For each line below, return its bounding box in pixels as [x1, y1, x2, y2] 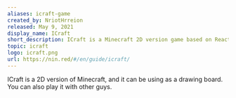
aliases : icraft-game [7, 10, 71, 17]
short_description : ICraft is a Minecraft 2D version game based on [7, 36, 212, 43]
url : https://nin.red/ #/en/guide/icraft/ [7, 56, 131, 63]
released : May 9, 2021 [7, 23, 74, 30]
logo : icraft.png [7, 50, 58, 57]
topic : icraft [7, 43, 49, 50]
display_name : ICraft [7, 29, 71, 37]
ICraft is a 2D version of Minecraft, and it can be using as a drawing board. [7, 75, 223, 83]
